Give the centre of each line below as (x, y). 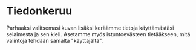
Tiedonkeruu (39, 11)
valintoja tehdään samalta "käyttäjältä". (55, 40)
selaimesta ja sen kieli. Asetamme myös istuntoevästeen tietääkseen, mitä (98, 34)
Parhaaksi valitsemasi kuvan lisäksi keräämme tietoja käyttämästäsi (90, 28)
